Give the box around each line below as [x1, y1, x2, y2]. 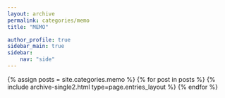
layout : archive [7, 10, 55, 18]
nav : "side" [20, 56, 55, 63]
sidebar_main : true [7, 43, 65, 50]
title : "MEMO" [7, 23, 49, 30]
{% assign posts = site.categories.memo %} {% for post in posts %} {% [7, 75, 216, 83]
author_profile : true [7, 36, 71, 43]
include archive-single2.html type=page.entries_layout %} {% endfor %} [7, 82, 219, 91]
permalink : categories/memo [7, 17, 90, 24]
